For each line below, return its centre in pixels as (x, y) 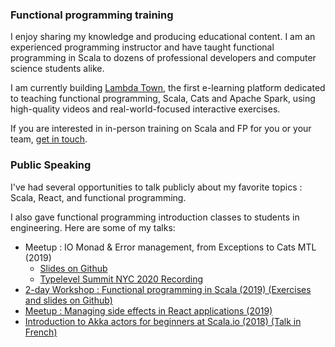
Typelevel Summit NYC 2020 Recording (121, 279)
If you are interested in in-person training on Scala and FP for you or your (161, 129)
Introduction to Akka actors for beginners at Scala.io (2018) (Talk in (163, 321)
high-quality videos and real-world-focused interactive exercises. (145, 109)
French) (41, 332)
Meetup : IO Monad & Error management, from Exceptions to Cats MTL (170, 247)
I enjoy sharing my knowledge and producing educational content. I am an (163, 37)
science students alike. (57, 69)
